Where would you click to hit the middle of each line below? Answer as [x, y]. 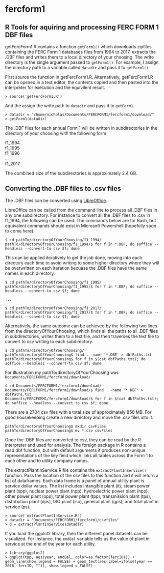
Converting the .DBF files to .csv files [63, 188]
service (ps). [18, 507]
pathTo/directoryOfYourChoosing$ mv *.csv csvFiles [59, 430]
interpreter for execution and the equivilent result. [55, 87]
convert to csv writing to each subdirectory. [49, 341]
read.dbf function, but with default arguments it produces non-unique [75, 450]
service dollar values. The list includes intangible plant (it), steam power [78, 486]
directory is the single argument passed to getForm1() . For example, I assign [82, 62]
